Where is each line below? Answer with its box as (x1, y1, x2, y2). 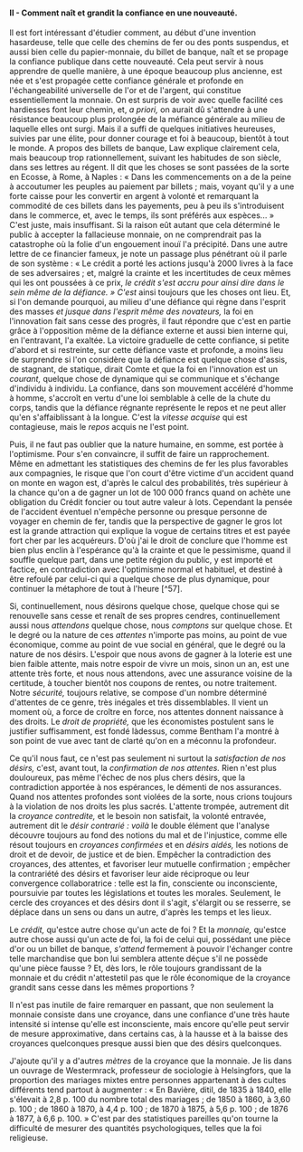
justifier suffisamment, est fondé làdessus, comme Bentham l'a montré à (9, 726, 279, 737)
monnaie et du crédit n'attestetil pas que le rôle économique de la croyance (9, 973, 291, 984)
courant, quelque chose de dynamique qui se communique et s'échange (9, 374, 280, 385)
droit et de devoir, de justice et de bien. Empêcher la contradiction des (9, 849, 271, 860)
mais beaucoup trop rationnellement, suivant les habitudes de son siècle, (9, 152, 282, 163)
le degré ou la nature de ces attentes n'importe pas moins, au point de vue (9, 630, 288, 641)
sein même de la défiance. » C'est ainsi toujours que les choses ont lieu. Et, (9, 287, 291, 298)
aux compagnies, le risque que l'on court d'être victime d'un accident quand (9, 468, 294, 479)
